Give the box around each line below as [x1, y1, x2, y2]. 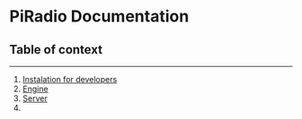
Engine [22, 83, 49, 94]
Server [22, 93, 48, 104]
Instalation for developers [22, 74, 118, 84]
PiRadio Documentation [9, 6, 190, 27]
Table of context [9, 42, 103, 57]
